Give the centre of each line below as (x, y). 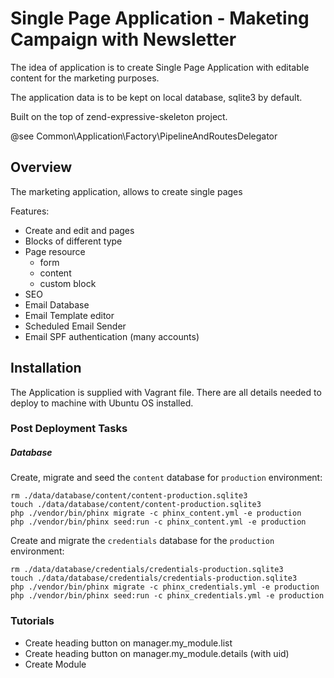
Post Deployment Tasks (69, 429)
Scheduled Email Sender (75, 326)
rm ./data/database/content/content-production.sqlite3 (129, 496)
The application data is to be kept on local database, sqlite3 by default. (156, 97)
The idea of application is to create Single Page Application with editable (160, 67)
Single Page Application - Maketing (160, 18)
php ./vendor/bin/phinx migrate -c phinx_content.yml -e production (156, 513)
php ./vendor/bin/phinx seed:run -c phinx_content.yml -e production (158, 522)
